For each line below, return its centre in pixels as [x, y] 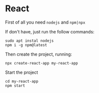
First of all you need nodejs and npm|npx [45, 22]
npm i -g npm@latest [26, 45]
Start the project [22, 72]
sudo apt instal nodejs [30, 41]
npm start [15, 86]
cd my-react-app [22, 81]
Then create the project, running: [39, 54]
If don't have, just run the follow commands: [50, 31]
